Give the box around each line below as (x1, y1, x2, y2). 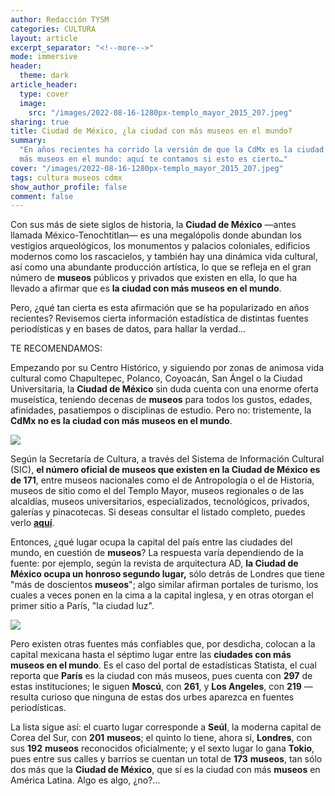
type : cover (19, 89, 70, 99)
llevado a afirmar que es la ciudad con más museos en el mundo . (10, 282, 282, 295)
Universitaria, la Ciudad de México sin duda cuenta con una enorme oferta (10, 383, 319, 395)
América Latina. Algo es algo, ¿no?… (10, 774, 161, 786)
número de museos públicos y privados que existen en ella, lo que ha (10, 272, 298, 284)
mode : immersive (10, 52, 78, 62)
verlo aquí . (10, 517, 55, 529)
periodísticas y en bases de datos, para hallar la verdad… (10, 323, 247, 335)
